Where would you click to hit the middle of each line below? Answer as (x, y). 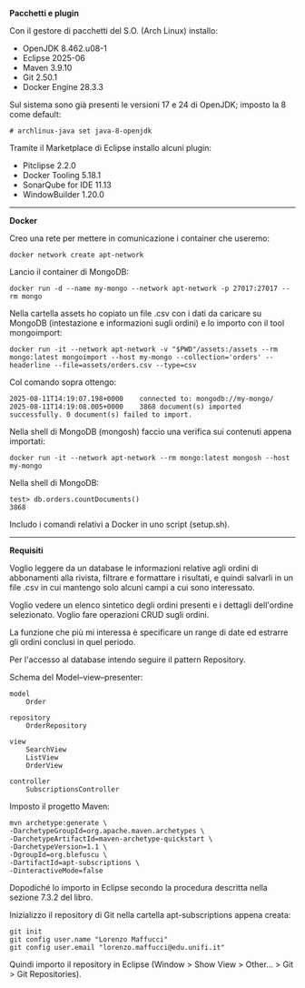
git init (26, 932)
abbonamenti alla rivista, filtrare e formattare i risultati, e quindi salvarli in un (151, 578)
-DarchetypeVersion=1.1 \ (58, 847)
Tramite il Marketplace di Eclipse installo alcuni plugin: (110, 148)
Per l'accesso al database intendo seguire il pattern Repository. (128, 660)
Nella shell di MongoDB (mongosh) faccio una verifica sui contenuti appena (151, 432)
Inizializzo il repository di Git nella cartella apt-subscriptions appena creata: (150, 915)
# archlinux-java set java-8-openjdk (81, 131)
